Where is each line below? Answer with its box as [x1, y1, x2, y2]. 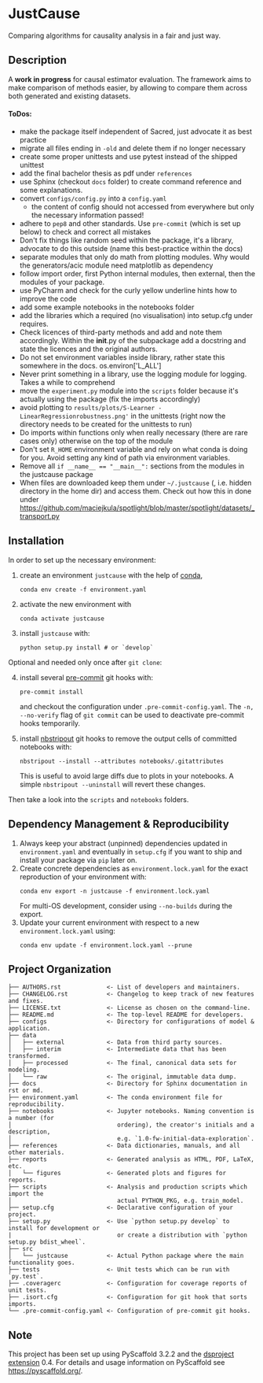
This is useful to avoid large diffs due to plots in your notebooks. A [19, 771, 234, 780]
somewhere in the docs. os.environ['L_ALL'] [19, 361, 162, 370]
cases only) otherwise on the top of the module [19, 436, 174, 446]
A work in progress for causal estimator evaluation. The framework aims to [8, 74, 251, 83]
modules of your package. [19, 277, 105, 287]
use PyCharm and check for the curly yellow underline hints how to [19, 285, 237, 295]
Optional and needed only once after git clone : [8, 657, 163, 667]
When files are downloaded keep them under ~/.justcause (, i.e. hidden [19, 478, 252, 487]
